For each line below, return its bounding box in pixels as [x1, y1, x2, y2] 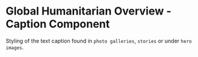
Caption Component [5, 17, 110, 31]
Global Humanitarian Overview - [5, 4, 172, 18]
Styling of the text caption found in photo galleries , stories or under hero [5, 37, 192, 44]
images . [5, 44, 24, 51]
